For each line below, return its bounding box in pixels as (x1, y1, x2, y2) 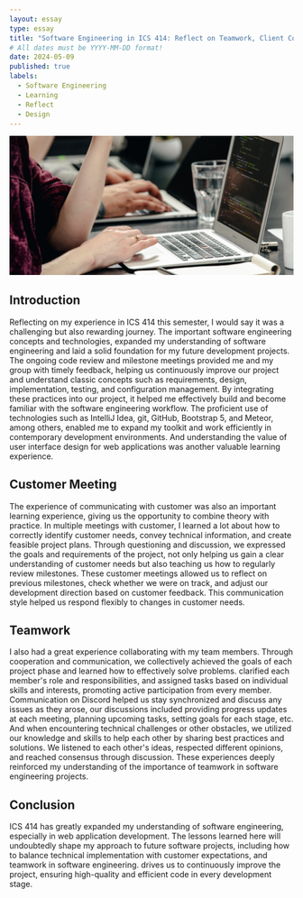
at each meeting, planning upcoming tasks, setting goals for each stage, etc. (9, 713, 294, 725)
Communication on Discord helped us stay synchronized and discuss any (9, 694, 282, 705)
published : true (9, 62, 70, 71)
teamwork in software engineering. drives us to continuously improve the (9, 859, 281, 870)
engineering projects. (9, 771, 89, 782)
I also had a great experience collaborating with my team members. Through (9, 646, 294, 657)
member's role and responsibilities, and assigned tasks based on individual (9, 675, 289, 686)
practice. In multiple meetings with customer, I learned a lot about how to (9, 519, 280, 531)
